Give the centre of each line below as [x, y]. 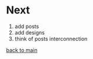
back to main [22, 50]
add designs [30, 32]
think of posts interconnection [51, 39]
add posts [27, 26]
